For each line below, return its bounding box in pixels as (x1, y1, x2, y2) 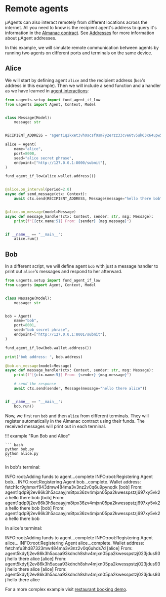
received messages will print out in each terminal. (5, 423, 106, 429)
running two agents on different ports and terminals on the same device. (5, 50, 152, 56)
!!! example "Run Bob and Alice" (5, 433, 70, 438)
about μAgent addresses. (5, 35, 57, 41)
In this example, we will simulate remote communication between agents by (5, 44, 159, 50)
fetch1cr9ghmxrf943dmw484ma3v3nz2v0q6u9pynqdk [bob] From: (5, 484, 143, 490)
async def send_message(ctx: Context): (5, 192, 87, 197)
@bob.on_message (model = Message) (5, 363, 72, 368)
